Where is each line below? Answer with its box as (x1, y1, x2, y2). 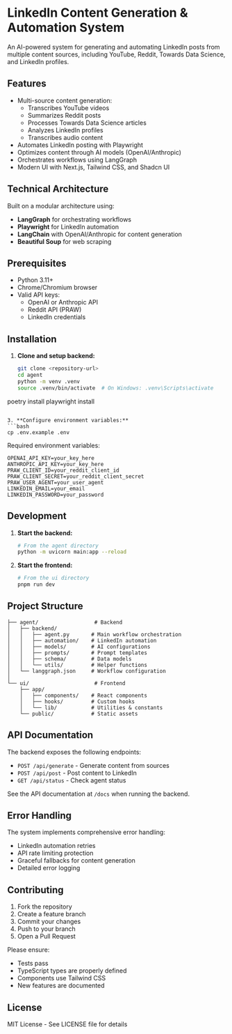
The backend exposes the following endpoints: (7, 748, 141, 756)
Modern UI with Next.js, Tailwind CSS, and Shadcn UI (17, 162, 170, 171)
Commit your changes (17, 918, 81, 926)
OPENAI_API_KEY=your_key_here (7, 454, 95, 461)
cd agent (17, 371, 43, 379)
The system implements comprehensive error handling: (7, 828, 165, 837)
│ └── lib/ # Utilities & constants (19, 704, 163, 711)
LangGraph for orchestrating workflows (17, 215, 132, 224)
